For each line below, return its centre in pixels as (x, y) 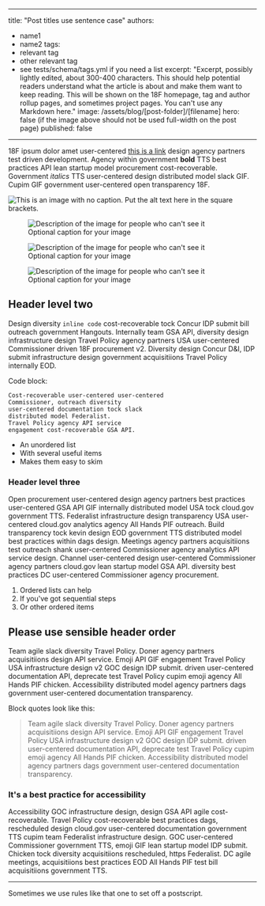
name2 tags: (40, 44)
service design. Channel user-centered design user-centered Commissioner (132, 558)
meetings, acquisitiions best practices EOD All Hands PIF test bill (113, 862)
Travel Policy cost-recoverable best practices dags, (134, 821)
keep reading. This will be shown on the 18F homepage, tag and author (135, 95)
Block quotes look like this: (52, 708)
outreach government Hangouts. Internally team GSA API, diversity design (129, 332)
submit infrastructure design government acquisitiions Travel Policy (118, 357)
